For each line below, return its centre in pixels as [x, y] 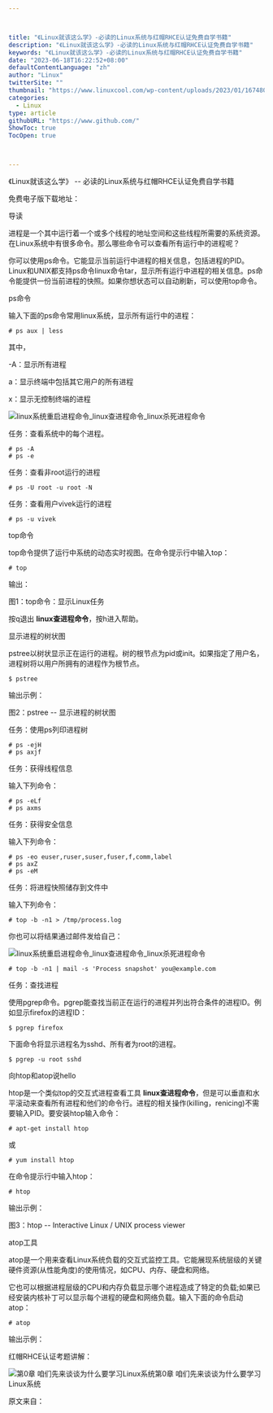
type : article [32, 113]
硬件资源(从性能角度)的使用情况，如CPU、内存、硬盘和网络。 [111, 1270]
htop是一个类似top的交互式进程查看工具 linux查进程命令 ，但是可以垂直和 [131, 1093]
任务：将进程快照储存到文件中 [58, 887]
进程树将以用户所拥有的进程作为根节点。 [76, 663]
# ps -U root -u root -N [50, 488]
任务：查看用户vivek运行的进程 [60, 504]
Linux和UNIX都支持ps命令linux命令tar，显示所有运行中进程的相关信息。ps [132, 271]
